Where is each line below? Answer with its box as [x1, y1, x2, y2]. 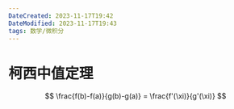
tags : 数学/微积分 [8, 27, 65, 35]
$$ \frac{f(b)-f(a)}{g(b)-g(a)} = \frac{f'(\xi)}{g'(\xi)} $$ [44, 91, 227, 101]
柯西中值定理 [8, 64, 94, 82]
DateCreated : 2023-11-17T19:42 [8, 11, 114, 20]
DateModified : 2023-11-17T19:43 [8, 19, 117, 27]
